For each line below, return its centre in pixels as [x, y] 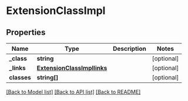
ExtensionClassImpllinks [72, 68]
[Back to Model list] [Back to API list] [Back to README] [73, 92]
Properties [26, 32]
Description [130, 49]
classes [20, 77]
